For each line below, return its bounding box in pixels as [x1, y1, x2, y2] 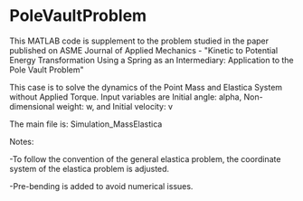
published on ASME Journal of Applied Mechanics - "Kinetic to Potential [9, 44, 279, 55]
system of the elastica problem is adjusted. [9, 163, 170, 174]
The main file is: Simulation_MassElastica [9, 119, 163, 129]
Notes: [9, 136, 34, 147]
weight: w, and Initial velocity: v [56, 100, 174, 111]
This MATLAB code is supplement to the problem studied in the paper [9, 35, 270, 46]
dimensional [9, 100, 55, 111]
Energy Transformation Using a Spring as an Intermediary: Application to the [9, 54, 294, 65]
